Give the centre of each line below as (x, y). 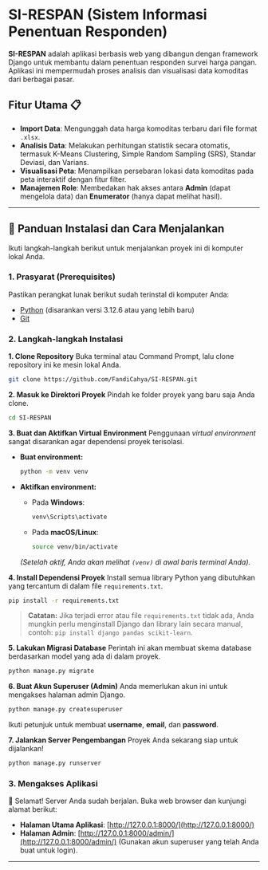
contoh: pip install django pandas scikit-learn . (110, 632)
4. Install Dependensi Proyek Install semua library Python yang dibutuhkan (132, 577)
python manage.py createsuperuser (66, 710)
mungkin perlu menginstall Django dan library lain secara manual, (135, 624)
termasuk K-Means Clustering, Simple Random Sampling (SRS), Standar (138, 154)
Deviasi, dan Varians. (54, 162)
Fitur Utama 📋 (45, 105)
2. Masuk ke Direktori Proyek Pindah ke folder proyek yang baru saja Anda (132, 395)
